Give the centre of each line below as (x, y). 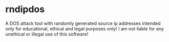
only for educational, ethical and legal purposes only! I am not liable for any (84, 28)
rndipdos (25, 9)
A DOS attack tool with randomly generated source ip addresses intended (83, 23)
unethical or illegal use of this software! (47, 34)
